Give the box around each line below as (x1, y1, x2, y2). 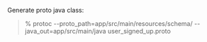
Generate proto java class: (7, 6, 84, 14)
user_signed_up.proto (107, 27, 172, 35)
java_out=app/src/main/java (24, 27, 106, 35)
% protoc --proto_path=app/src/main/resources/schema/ (24, 20, 193, 27)
